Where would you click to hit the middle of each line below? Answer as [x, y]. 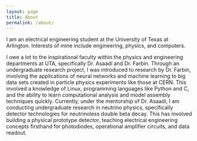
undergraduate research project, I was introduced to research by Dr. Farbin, [99, 70]
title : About [22, 17]
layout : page [22, 12]
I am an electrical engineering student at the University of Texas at [88, 40]
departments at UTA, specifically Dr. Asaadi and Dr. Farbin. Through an [93, 63]
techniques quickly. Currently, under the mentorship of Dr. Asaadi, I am [93, 101]
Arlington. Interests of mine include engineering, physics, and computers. [96, 46]
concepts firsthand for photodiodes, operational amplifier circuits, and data [98, 126]
